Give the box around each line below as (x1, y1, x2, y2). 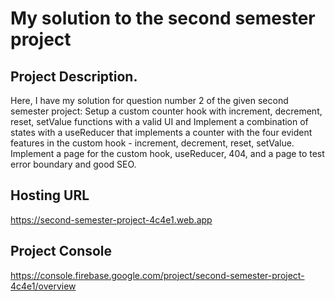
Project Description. (10, 68, 138, 85)
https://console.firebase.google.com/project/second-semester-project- (10, 269, 305, 281)
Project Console (10, 243, 113, 260)
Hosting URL (10, 187, 90, 204)
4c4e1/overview (10, 280, 77, 292)
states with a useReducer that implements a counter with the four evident (10, 127, 313, 138)
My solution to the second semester (10, 7, 316, 30)
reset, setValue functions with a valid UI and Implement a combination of (10, 116, 309, 127)
